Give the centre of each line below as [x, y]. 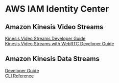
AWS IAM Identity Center [57, 9]
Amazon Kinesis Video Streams [54, 27]
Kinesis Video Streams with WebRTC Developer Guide [59, 44]
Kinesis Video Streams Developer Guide [45, 38]
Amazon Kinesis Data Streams [52, 59]
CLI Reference [20, 76]
